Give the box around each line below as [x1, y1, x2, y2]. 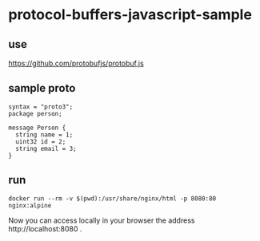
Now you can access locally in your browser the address [8, 215, 195, 225]
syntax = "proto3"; [8, 102, 74, 111]
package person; [8, 109, 62, 117]
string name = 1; [15, 130, 74, 139]
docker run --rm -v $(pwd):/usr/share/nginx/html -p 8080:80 [8, 194, 217, 203]
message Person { [8, 124, 66, 132]
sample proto [8, 81, 76, 95]
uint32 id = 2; [15, 137, 66, 145]
